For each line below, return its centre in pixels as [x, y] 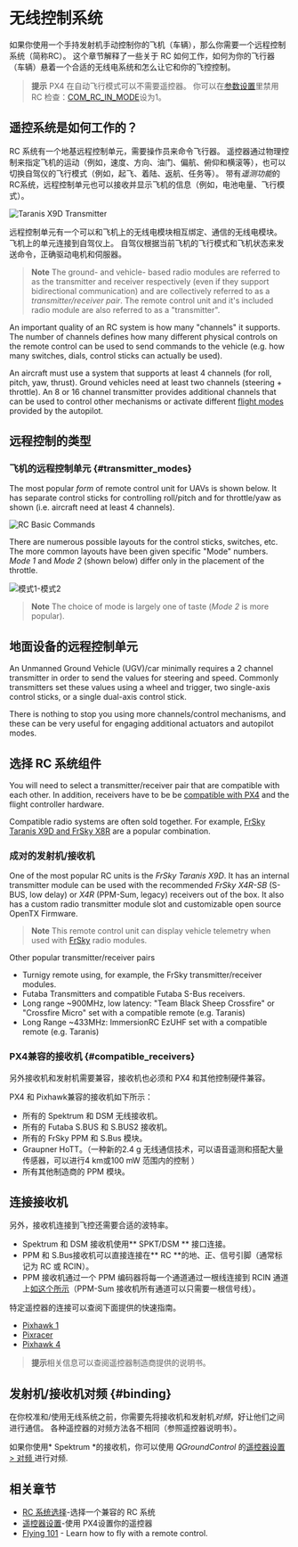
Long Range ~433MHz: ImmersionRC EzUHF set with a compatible [145, 1023]
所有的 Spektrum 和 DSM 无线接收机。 [92, 1115]
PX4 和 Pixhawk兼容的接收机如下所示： [81, 1097]
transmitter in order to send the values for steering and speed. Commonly [144, 678]
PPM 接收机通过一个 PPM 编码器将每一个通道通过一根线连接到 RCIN [146, 1278]
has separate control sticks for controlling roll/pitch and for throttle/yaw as [145, 498]
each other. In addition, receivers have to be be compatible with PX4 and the [149, 795]
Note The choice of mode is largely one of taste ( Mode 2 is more [150, 606]
